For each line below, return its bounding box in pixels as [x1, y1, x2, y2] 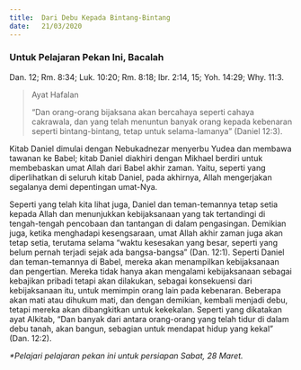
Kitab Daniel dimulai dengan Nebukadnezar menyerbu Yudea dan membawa [9, 143, 292, 154]
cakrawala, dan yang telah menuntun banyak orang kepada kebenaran [31, 116, 293, 127]
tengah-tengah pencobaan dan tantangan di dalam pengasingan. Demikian [9, 218, 287, 229]
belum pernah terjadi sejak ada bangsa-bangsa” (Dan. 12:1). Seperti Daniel [9, 247, 285, 257]
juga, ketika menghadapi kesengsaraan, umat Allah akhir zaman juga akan [9, 227, 283, 239]
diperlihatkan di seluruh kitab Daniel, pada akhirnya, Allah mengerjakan [9, 172, 272, 183]
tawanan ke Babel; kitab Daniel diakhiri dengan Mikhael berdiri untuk [9, 152, 263, 163]
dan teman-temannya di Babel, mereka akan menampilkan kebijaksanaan [9, 256, 280, 266]
